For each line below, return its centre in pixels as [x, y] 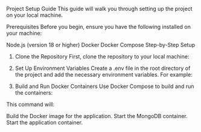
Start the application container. [45, 122]
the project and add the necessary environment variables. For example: [104, 74]
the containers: [34, 93]
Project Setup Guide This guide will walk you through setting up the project [99, 9]
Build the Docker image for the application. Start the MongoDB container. [97, 116]
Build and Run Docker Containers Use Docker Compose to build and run [104, 86]
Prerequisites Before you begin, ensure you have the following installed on [99, 27]
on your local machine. [35, 15]
